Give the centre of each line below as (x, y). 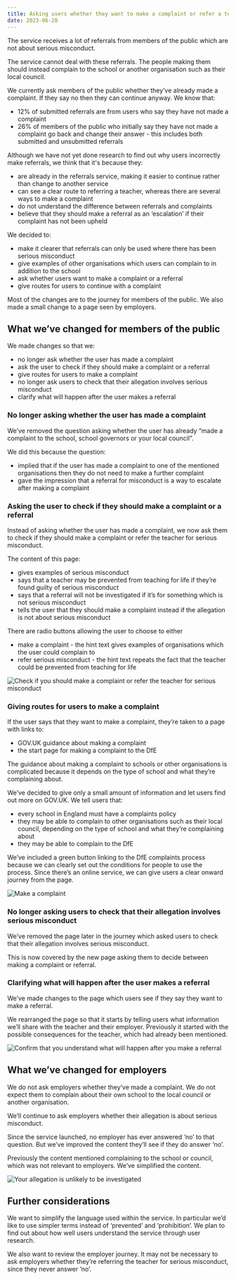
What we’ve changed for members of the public (114, 329)
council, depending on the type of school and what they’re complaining (120, 829)
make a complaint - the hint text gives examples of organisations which (120, 645)
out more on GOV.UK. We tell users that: (65, 800)
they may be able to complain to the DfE (75, 844)
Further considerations (59, 1201)
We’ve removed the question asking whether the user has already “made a (115, 430)
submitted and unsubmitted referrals (70, 141)
